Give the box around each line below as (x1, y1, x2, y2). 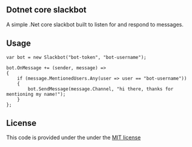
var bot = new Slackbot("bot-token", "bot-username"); (6, 54, 147, 60)
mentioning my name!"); (6, 91, 66, 97)
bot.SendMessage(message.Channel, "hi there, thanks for (28, 86, 173, 92)
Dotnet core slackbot (6, 5, 87, 15)
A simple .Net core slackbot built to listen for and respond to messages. (6, 20, 184, 28)
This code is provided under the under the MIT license (6, 134, 141, 141)
